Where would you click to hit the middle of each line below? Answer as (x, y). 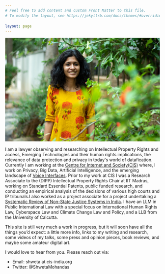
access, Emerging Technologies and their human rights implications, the (78, 154)
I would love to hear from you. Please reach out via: (57, 252)
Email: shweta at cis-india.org (42, 262)
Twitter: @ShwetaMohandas (41, 267)
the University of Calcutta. (31, 217)
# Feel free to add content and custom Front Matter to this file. (76, 10)
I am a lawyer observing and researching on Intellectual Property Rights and (82, 149)
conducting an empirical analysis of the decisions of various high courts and (82, 191)
